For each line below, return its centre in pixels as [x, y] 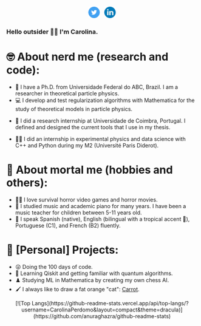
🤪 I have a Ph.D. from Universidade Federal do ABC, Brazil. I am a [96, 87]
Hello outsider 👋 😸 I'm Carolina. [52, 32]
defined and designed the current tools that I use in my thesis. [93, 127]
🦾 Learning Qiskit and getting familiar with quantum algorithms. [94, 273]
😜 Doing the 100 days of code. [54, 267]
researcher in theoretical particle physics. [67, 93]
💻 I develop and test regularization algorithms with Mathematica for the [105, 100]
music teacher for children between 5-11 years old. [78, 212]
